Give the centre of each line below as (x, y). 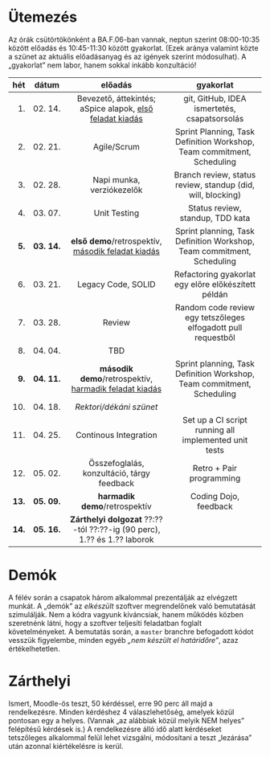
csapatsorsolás (215, 118)
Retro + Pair (215, 468)
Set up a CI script (215, 419)
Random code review (215, 307)
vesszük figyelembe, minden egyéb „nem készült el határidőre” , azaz (123, 640)
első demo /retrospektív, (117, 241)
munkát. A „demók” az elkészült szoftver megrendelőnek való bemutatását (132, 606)
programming (215, 478)
